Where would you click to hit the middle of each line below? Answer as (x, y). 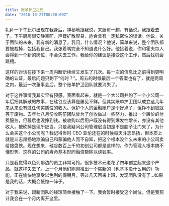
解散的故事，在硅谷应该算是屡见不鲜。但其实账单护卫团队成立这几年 (93, 101)
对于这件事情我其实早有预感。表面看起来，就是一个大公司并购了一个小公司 (82, 95)
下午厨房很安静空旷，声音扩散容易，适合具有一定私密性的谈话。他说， (87, 36)
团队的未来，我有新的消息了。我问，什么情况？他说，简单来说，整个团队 (84, 42)
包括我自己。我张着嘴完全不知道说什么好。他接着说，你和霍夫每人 (95, 48)
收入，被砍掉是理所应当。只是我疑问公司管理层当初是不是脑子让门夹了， (80, 126)
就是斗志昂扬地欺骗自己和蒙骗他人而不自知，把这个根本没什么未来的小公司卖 (84, 139)
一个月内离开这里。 (43, 198)
